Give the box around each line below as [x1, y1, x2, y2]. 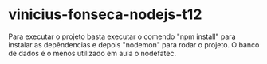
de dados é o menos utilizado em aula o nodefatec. [8, 48, 177, 58]
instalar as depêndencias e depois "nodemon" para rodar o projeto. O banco [8, 40, 260, 49]
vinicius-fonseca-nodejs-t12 [8, 6, 202, 24]
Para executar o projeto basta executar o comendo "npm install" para [8, 32, 237, 41]
